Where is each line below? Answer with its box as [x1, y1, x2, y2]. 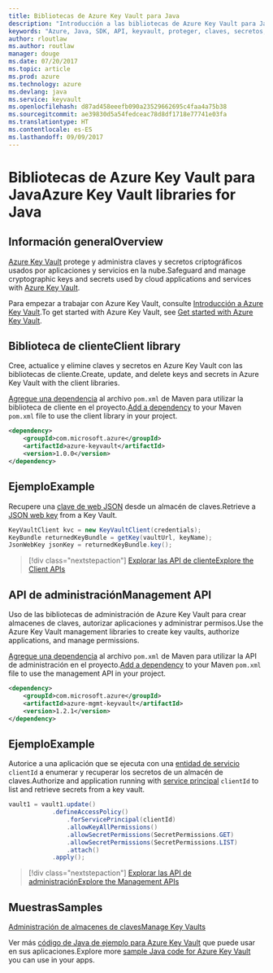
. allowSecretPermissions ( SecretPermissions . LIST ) [66, 838, 238, 847]
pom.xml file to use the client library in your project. [8, 411, 178, 421]
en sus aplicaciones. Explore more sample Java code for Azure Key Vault [8, 946, 251, 957]
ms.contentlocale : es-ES [8, 125, 93, 134]
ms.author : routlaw [8, 42, 75, 50]
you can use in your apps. [8, 955, 95, 965]
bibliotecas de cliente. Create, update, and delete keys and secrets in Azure [8, 370, 259, 379]
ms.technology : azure [8, 80, 82, 88]
